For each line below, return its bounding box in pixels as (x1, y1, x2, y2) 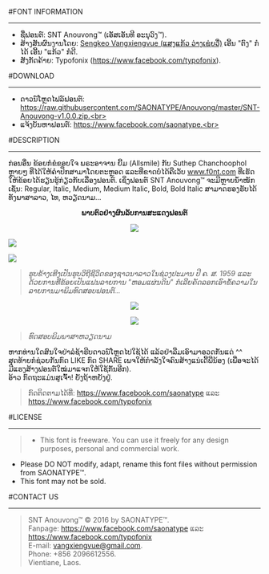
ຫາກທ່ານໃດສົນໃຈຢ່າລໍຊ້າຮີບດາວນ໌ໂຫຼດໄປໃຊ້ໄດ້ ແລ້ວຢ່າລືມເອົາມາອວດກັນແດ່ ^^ (8, 347, 243, 356)
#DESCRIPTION (8, 136, 60, 145)
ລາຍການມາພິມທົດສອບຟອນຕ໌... (27, 286, 121, 295)
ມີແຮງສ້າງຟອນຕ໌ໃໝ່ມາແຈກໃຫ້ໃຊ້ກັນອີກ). (8, 364, 132, 373)
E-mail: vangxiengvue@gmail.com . (27, 541, 143, 550)
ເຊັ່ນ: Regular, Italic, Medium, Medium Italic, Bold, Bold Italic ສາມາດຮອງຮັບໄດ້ (8, 184, 258, 193)
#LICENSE (8, 413, 42, 421)
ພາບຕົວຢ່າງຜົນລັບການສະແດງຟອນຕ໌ (81, 208, 188, 218)
